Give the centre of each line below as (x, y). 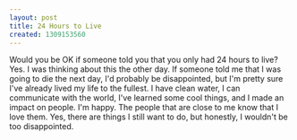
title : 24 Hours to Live (55, 26)
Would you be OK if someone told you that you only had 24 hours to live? (144, 60)
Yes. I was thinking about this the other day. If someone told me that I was (145, 69)
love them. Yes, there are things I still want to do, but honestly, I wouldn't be (148, 117)
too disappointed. (42, 127)
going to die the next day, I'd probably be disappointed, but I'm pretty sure (146, 79)
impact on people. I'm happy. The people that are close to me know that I (144, 108)
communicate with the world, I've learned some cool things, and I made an (147, 98)
